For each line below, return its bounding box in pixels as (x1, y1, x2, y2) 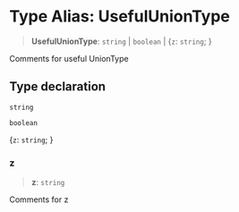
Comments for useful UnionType (9, 53, 129, 64)
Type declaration (9, 79, 106, 95)
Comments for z (9, 194, 69, 205)
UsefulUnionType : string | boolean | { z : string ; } (30, 36, 212, 47)
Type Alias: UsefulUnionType (9, 6, 231, 27)
